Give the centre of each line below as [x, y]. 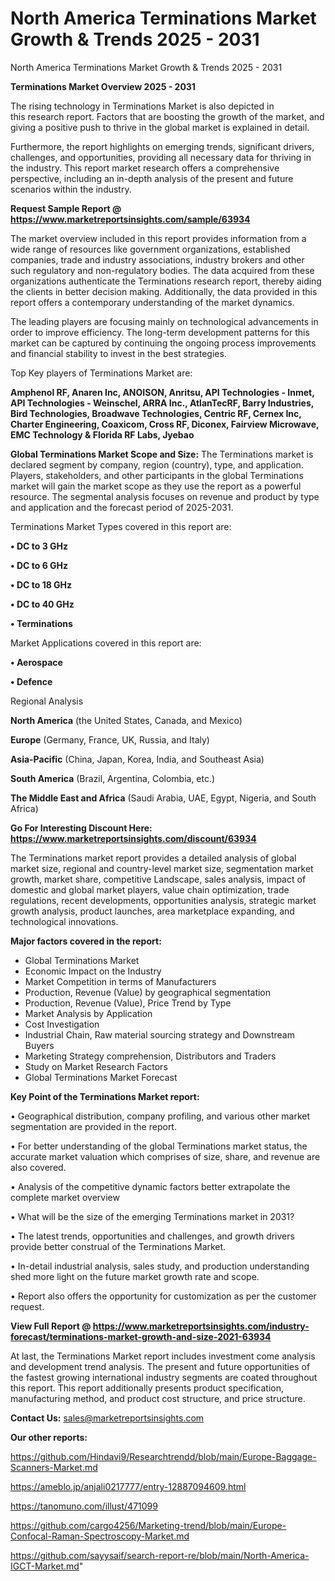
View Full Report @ [51, 1326]
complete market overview [65, 1197]
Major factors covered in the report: [86, 941]
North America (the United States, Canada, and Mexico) [126, 720]
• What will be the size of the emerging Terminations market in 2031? [152, 1216]
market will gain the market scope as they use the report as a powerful [156, 486]
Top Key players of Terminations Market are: [101, 373]
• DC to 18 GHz [41, 584]
